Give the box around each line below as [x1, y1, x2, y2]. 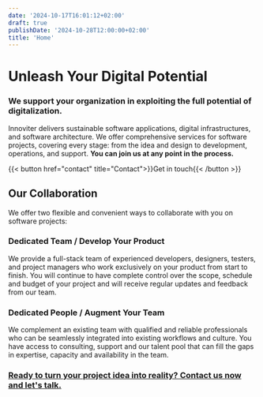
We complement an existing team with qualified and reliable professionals [8, 325, 248, 335]
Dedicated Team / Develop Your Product [8, 236, 165, 247]
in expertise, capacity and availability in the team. [8, 350, 169, 360]
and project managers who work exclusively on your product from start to [8, 262, 248, 272]
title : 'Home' [8, 33, 55, 42]
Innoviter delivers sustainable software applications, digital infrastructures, [8, 123, 251, 133]
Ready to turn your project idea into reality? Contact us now [8, 370, 242, 381]
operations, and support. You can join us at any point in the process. [8, 148, 235, 158]
